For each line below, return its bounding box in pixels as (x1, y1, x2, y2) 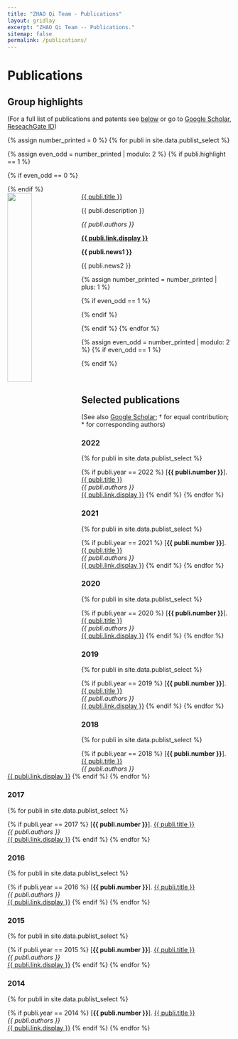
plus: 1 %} (81, 283, 111, 292)
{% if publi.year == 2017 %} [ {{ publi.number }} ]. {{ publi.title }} (7, 820, 195, 828)
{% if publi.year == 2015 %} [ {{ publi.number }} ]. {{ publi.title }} (7, 946, 195, 954)
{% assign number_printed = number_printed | (81, 275, 217, 284)
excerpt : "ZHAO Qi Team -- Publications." (7, 23, 135, 31)
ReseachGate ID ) (7, 122, 57, 131)
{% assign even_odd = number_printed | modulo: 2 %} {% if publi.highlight (7, 150, 226, 159)
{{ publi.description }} (81, 206, 145, 215)
